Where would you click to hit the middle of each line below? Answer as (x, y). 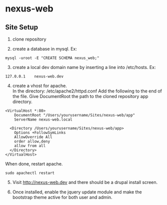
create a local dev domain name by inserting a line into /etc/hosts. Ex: (84, 67)
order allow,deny (32, 141)
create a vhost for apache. (40, 86)
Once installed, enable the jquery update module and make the (77, 192)
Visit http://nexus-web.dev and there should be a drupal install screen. (85, 182)
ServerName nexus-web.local (43, 119)
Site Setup (22, 27)
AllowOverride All (33, 137)
